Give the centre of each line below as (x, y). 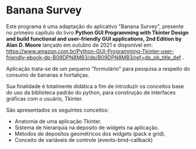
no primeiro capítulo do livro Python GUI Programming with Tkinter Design (97, 32)
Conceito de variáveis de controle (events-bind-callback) (84, 140)
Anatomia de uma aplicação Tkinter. (58, 121)
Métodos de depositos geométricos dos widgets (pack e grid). (90, 134)
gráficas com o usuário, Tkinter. (45, 98)
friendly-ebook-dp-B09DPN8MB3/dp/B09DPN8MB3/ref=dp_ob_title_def (94, 57)
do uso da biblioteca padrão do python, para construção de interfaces (91, 92)
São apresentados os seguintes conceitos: (58, 110)
